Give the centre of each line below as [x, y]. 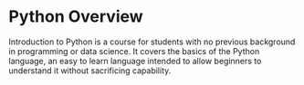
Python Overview [76, 17]
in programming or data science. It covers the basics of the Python [134, 51]
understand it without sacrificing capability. [90, 71]
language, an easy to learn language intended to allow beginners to [135, 61]
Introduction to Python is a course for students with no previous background [152, 42]
